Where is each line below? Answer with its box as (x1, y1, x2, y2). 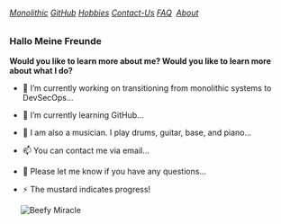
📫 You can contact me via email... (22, 145, 150, 156)
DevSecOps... (22, 92, 74, 103)
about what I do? (9, 65, 74, 76)
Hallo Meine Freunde (9, 35, 102, 48)
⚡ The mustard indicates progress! (22, 184, 151, 194)
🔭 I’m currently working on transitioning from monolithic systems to (22, 82, 272, 94)
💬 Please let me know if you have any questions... (22, 166, 207, 176)
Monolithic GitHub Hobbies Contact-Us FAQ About (9, 7, 199, 18)
